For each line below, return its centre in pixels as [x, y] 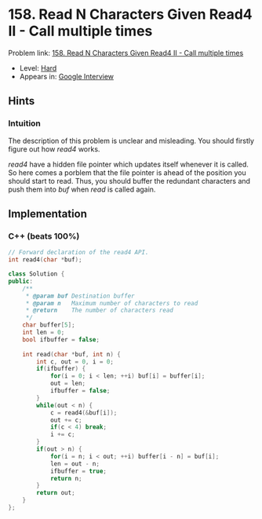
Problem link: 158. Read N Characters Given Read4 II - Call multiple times [126, 53]
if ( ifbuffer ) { [61, 369]
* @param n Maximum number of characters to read [112, 303]
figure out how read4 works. [54, 149]
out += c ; [66, 420]
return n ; [66, 478]
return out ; [56, 493]
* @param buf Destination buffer [80, 296]
